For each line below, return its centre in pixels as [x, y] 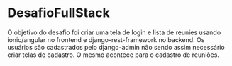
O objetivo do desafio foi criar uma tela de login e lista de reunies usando [114, 32]
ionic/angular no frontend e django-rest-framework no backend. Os [106, 39]
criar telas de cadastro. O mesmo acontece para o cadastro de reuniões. [114, 55]
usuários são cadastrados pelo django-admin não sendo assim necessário [116, 47]
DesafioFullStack [59, 13]
